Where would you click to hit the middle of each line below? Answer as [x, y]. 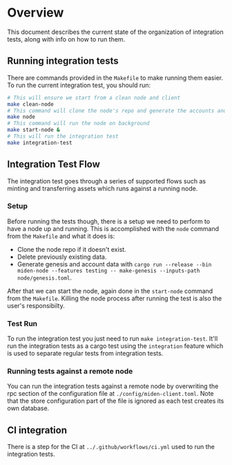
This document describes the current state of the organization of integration [115, 32]
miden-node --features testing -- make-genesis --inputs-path [108, 271]
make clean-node [30, 104]
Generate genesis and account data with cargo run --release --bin [114, 264]
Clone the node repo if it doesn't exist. [71, 249]
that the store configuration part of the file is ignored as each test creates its [116, 401]
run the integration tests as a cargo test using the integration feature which [115, 346]
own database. [28, 408]
